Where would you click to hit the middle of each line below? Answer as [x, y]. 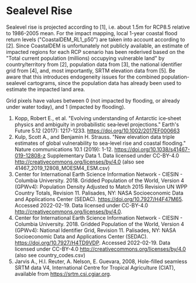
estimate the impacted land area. [46, 89]
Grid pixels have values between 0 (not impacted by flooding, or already [93, 100]
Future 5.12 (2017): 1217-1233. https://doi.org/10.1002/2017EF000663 [97, 131]
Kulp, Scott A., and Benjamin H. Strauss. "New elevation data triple [94, 137]
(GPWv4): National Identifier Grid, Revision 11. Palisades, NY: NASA [95, 230]
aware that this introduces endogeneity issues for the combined [83, 77]
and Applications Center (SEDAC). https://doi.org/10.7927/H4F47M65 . [99, 199]
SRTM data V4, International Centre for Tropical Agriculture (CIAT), [95, 267]
